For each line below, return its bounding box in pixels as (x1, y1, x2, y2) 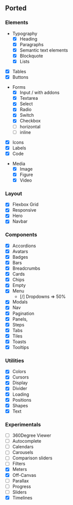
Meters (12, 466, 27, 472)
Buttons (12, 74, 29, 80)
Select (19, 101, 33, 107)
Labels (12, 145, 26, 151)
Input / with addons (19, 90, 60, 96)
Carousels (12, 449, 33, 455)
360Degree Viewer (12, 432, 51, 438)
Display (12, 380, 28, 386)
